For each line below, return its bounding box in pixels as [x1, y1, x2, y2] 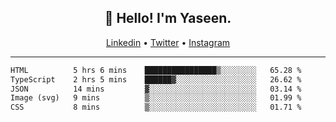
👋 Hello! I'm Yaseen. [104, 10, 232, 27]
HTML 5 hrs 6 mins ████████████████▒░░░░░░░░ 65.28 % [10, 65, 302, 75]
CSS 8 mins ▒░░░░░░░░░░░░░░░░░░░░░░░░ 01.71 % [10, 102, 302, 113]
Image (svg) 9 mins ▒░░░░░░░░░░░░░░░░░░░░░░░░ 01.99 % [10, 93, 302, 103]
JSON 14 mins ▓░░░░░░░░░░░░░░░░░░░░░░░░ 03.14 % [10, 84, 302, 94]
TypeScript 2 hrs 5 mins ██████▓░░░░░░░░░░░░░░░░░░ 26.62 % [10, 74, 302, 85]
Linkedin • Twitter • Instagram [105, 36, 231, 48]
